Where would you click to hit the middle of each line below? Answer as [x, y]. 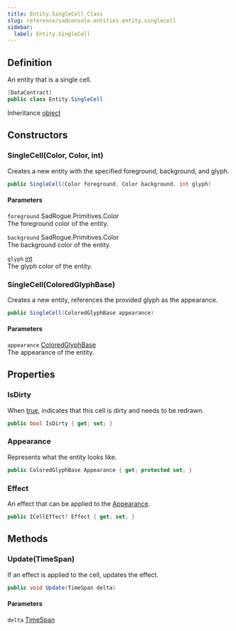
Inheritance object [34, 113]
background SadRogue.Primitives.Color [63, 237]
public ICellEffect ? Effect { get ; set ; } [71, 517]
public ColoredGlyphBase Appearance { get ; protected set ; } [100, 470]
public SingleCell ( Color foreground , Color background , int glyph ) [109, 184]
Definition [29, 62]
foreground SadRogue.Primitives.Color [63, 216]
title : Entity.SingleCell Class [55, 14]
